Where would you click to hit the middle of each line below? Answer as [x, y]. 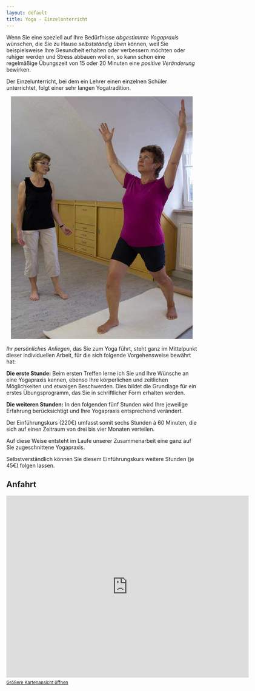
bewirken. [19, 69]
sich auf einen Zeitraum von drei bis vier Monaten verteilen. [81, 429]
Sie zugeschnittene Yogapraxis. [46, 447]
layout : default [27, 13]
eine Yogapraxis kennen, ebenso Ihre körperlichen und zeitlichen [87, 380]
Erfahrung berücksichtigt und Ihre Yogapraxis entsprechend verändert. [95, 411]
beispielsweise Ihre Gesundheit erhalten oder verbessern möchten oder [96, 50]
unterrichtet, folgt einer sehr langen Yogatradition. [69, 87]
